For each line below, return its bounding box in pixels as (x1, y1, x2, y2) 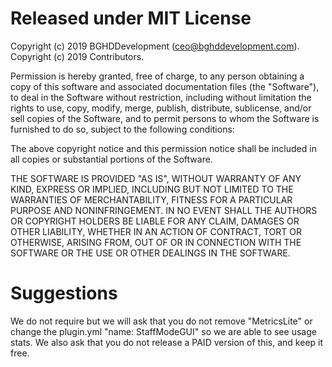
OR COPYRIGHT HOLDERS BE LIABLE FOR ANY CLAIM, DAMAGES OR (10, 215, 300, 227)
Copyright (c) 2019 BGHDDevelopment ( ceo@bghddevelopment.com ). (10, 40, 300, 52)
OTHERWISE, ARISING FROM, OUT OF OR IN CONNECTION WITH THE (10, 236, 302, 248)
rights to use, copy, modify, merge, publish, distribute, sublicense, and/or (10, 102, 312, 114)
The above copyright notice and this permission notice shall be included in (10, 142, 317, 154)
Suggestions (10, 282, 118, 305)
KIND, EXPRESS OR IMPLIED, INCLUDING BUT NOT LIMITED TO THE (10, 183, 294, 195)
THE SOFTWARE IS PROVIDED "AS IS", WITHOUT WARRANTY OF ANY (10, 172, 302, 184)
